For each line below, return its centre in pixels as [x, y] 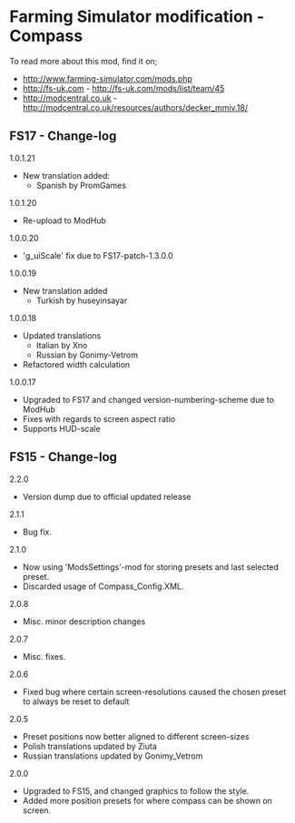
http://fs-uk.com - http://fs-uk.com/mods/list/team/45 [123, 88]
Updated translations [62, 335]
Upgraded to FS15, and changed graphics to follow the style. [136, 790]
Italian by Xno [62, 345]
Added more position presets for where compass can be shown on [147, 800]
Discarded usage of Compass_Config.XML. [103, 586]
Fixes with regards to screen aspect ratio [99, 418]
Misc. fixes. [44, 656]
